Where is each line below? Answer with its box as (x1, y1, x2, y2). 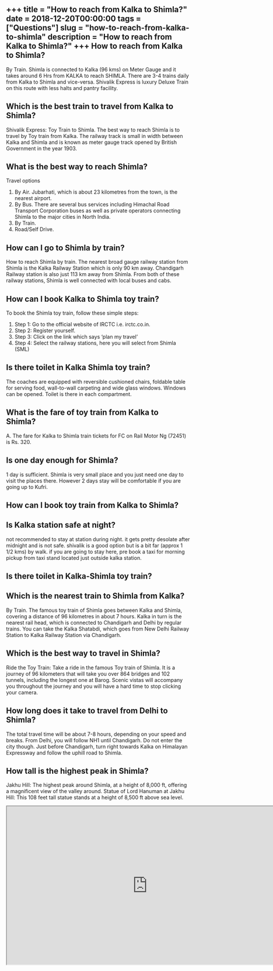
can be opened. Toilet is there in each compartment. (6, 390, 132, 397)
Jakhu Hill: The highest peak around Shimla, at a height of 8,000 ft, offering (6, 781, 187, 788)
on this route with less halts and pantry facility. (6, 84, 118, 91)
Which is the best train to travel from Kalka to (6, 102, 174, 112)
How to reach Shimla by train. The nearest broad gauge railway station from (6, 259, 188, 266)
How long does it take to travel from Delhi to (6, 706, 168, 716)
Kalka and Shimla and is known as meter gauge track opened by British (6, 139, 177, 146)
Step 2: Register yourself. (14, 327, 76, 334)
